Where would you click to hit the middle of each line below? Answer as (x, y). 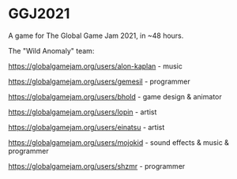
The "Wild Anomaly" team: (51, 50)
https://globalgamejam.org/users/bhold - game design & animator (115, 96)
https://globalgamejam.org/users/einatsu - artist (87, 127)
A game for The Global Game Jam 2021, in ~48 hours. (96, 35)
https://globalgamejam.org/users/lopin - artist (83, 112)
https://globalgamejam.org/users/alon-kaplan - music (96, 66)
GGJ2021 (39, 14)
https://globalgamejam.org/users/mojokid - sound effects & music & (118, 142)
